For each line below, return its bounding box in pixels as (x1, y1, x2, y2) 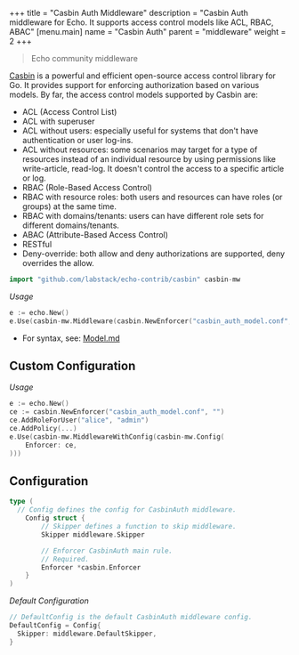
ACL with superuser (21, 116, 95, 126)
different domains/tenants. (21, 220, 120, 230)
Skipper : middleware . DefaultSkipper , (17, 629, 158, 638)
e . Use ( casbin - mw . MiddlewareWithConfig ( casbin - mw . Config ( (9, 432, 225, 441)
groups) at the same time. (21, 201, 117, 212)
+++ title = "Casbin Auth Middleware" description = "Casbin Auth (9, 8, 249, 18)
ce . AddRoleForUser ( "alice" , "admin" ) (9, 416, 149, 425)
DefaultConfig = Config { (9, 621, 101, 630)
